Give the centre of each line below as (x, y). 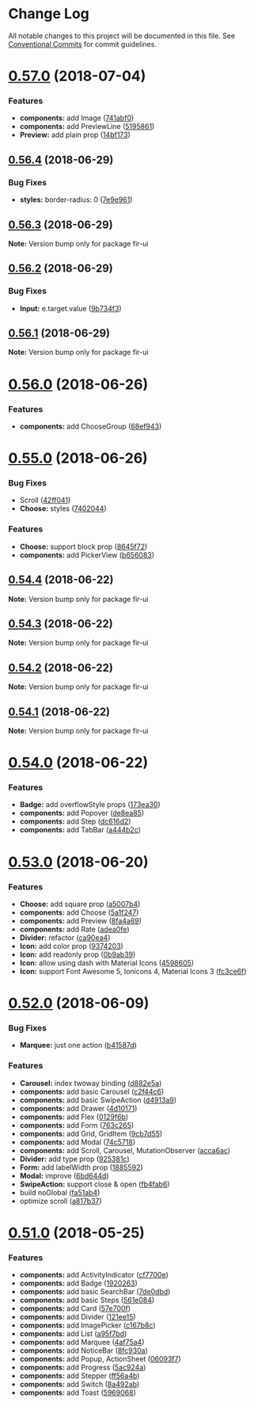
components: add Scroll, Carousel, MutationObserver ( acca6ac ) (125, 1150)
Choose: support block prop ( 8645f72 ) (83, 546)
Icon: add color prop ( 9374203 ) (72, 946)
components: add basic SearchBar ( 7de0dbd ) (95, 1292)
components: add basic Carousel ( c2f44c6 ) (92, 1091)
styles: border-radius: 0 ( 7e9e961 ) (76, 200)
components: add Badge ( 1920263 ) (79, 1283)
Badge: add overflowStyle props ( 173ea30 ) (90, 805)
